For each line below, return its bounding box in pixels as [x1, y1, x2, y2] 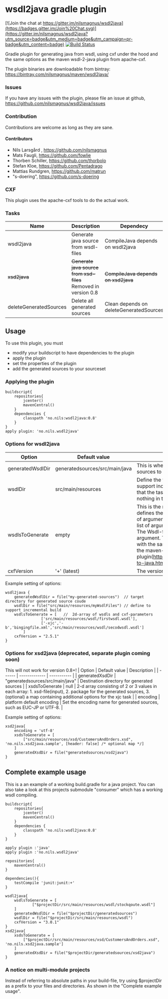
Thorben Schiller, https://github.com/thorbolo [12, 157, 106, 163]
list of [136, 521, 150, 528]
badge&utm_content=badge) [5, 41, 64, 47]
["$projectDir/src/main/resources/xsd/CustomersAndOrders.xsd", [23, 937, 160, 942]
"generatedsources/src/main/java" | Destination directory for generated [5, 678, 153, 684]
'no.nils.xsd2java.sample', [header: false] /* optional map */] [5, 741, 144, 746]
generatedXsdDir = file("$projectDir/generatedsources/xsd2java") [14, 950, 155, 955]
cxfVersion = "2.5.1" [14, 633, 59, 638]
